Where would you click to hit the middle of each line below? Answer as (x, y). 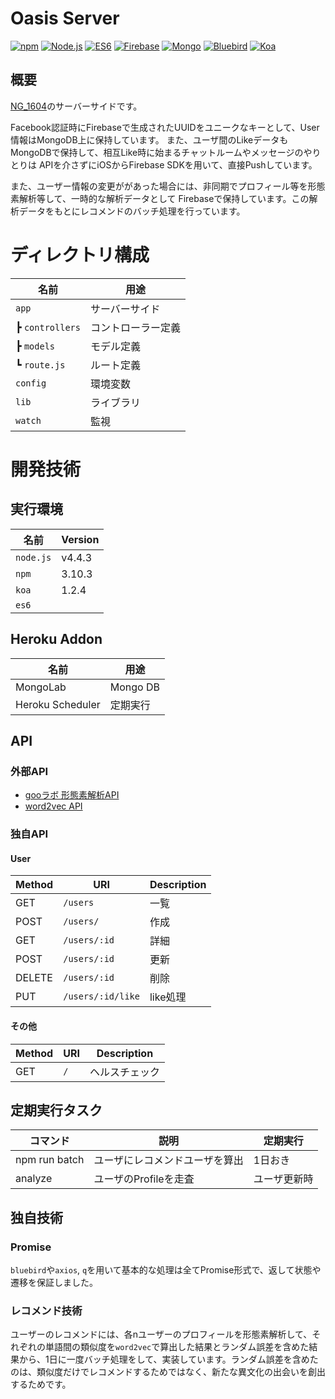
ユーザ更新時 (283, 1179)
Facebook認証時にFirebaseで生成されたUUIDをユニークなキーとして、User (165, 127)
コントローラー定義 (135, 327)
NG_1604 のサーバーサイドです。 (76, 106)
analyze (34, 1179)
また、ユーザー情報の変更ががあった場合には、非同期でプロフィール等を (159, 186)
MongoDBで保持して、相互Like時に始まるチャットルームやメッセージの (157, 152)
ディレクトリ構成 (80, 254)
